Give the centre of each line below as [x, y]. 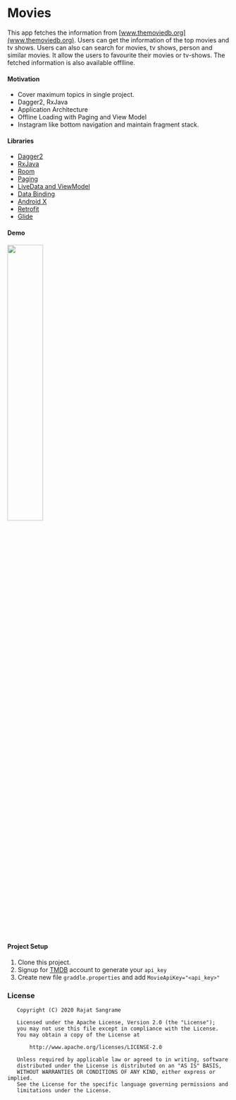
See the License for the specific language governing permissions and [123, 1084]
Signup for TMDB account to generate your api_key [92, 969]
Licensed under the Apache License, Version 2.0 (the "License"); [116, 1023]
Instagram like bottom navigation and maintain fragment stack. [108, 124]
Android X [32, 201]
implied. [20, 1078]
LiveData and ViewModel [54, 187]
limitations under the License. [64, 1091]
